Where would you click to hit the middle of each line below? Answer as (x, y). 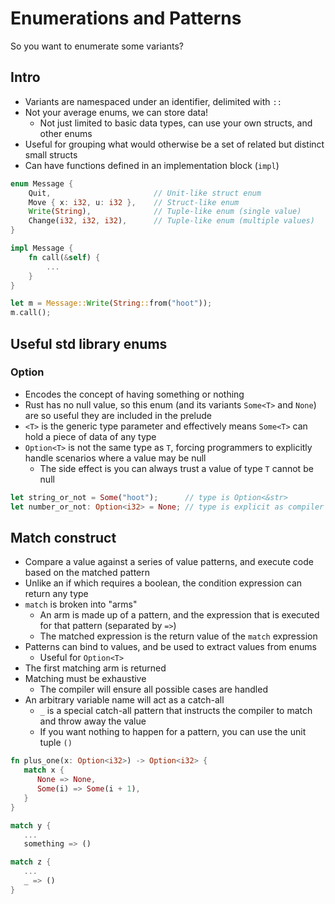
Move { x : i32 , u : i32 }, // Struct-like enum (134, 202)
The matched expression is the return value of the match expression (178, 636)
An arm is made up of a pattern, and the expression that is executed (179, 615)
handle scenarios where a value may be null (115, 458)
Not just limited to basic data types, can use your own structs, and (176, 123)
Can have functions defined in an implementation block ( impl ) (152, 165)
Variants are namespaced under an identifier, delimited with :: (153, 101)
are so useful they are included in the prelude (118, 415)
